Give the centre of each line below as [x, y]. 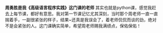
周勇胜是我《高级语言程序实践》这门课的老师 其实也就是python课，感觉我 [78, 8]
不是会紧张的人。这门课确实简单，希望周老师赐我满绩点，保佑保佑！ [73, 26]
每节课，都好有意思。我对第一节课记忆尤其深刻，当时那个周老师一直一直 [86, 14]
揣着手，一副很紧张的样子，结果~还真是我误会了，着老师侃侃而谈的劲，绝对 [81, 20]
